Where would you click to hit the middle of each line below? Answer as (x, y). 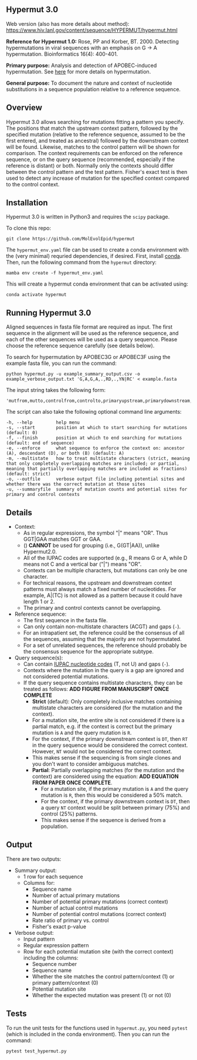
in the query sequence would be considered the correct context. (110, 745)
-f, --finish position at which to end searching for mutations (94, 438)
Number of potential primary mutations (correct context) (100, 901)
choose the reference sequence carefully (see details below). (80, 345)
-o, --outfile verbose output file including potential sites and (95, 479)
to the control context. (33, 184)
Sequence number (55, 964)
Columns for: (39, 883)
